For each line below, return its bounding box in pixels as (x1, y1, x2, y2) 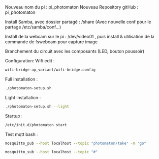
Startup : (5, 113, 23, 119)
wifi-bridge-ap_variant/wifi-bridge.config (5, 67, 96, 72)
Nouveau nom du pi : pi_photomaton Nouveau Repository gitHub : (5, 4, 139, 10)
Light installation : (5, 94, 41, 100)
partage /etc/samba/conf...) (5, 24, 62, 30)
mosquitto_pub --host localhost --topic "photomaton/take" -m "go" (5, 141, 147, 146)
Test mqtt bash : (5, 131, 38, 137)
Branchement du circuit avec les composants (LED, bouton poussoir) (5, 49, 145, 54)
